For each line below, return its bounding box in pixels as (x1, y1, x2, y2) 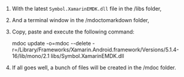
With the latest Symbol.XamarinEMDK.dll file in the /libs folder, (11, 5, 162, 12)
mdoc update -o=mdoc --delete (11, 40, 91, 47)
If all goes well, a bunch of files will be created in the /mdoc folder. (11, 64, 176, 71)
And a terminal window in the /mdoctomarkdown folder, (11, 17, 150, 23)
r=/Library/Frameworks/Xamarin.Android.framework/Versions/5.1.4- (11, 46, 179, 53)
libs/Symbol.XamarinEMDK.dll (50, 53, 125, 59)
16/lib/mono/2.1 (11, 53, 50, 59)
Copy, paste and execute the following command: (11, 28, 135, 35)
